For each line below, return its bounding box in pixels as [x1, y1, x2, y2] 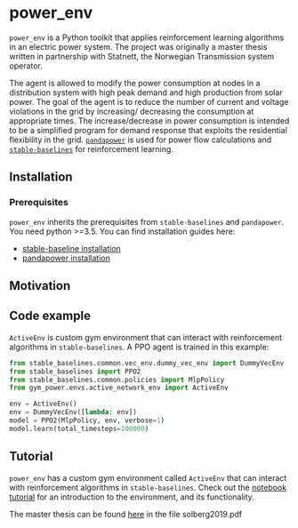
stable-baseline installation [21, 243, 122, 253]
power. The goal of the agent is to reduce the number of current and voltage [9, 96, 289, 107]
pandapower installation [21, 252, 111, 263]
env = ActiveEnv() [9, 399, 77, 409]
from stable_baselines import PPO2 [9, 367, 141, 376]
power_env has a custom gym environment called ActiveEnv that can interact [9, 472, 287, 483]
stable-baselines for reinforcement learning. [9, 143, 173, 154]
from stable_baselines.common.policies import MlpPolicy [9, 375, 225, 384]
